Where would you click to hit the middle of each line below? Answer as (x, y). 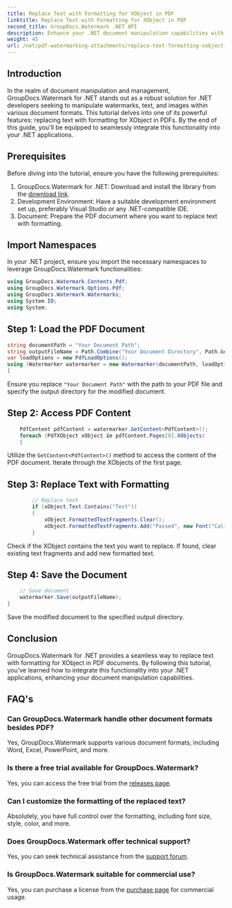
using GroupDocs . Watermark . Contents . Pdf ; (68, 282)
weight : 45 (23, 39)
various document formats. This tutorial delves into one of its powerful (107, 112)
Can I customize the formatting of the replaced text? (97, 801)
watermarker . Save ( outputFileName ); (71, 597)
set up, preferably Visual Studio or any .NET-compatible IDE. (103, 208)
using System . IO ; (32, 301)
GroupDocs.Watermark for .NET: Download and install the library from (116, 186)
